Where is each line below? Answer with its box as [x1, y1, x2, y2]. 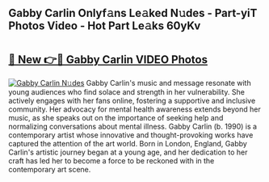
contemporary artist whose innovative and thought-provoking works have [8, 130, 254, 140]
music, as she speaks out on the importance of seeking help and [8, 113, 224, 122]
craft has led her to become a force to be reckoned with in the [8, 156, 215, 165]
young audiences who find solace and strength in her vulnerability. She [8, 87, 245, 96]
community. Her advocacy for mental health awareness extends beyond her [8, 104, 261, 114]
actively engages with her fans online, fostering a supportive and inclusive [8, 96, 256, 105]
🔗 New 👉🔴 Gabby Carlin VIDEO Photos [8, 53, 208, 66]
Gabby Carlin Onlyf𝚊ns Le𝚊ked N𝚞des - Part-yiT [8, 6, 258, 20]
